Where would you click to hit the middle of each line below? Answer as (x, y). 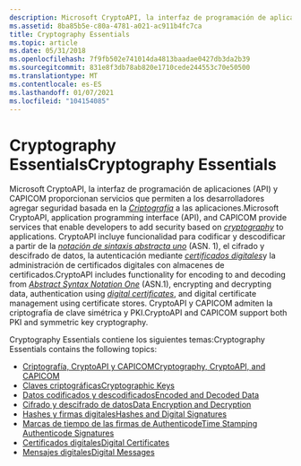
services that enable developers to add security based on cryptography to (146, 227)
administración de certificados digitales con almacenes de (117, 265)
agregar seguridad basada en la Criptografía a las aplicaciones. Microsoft (144, 208)
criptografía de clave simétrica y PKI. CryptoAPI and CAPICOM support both (148, 313)
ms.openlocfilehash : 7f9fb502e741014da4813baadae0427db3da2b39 (130, 59)
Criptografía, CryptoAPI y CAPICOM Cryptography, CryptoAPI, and (144, 367)
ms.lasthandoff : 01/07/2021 (62, 92)
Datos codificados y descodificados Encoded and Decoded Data (141, 395)
